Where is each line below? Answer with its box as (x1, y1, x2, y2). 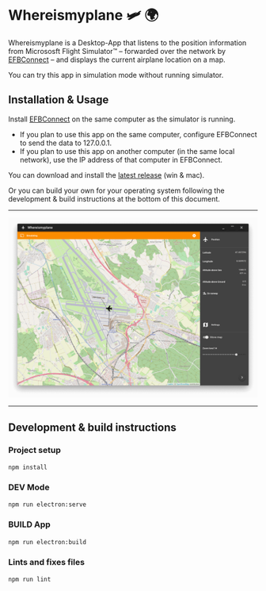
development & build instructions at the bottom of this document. (8, 194, 220, 203)
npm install (8, 463, 47, 472)
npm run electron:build (8, 538, 87, 546)
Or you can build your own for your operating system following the (8, 186, 225, 195)
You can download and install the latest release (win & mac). (8, 170, 205, 179)
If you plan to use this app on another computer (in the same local (19, 146, 235, 155)
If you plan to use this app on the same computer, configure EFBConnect (19, 129, 257, 139)
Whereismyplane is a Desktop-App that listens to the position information (8, 37, 247, 48)
